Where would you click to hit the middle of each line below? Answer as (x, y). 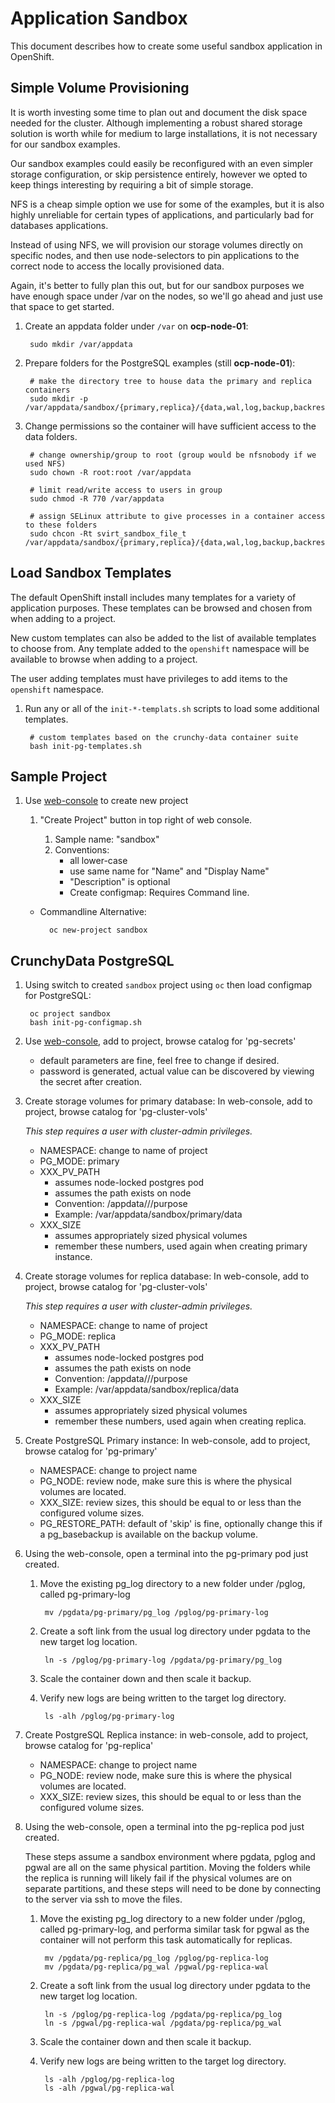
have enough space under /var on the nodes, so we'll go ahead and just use (166, 296)
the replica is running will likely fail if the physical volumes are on (158, 1878)
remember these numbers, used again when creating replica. (180, 1421)
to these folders (61, 525)
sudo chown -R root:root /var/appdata (110, 472)
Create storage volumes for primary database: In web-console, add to (168, 1101)
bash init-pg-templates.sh (85, 746)
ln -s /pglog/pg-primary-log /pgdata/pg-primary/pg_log (163, 1660)
